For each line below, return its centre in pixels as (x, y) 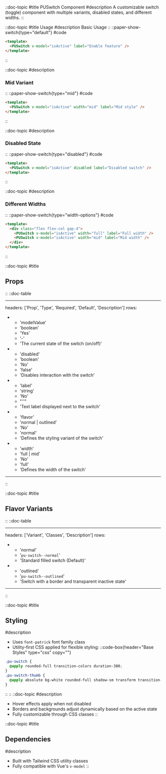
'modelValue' (33, 322)
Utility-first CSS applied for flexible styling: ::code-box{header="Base (83, 647)
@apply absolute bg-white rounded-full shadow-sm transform (73, 680)
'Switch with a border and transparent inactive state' (73, 581)
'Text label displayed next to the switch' (60, 406)
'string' (27, 390)
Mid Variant (19, 83)
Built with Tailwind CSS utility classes (50, 761)
